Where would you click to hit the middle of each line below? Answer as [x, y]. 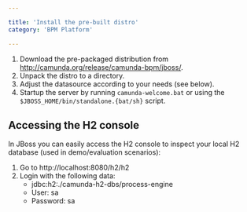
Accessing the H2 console [74, 125]
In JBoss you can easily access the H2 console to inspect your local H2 [124, 144]
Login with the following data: [67, 176]
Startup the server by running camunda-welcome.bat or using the [122, 92]
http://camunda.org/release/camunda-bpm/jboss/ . [101, 67]
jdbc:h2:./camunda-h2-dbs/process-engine [102, 185]
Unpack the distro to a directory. [72, 75]
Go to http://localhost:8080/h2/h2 [74, 168]
